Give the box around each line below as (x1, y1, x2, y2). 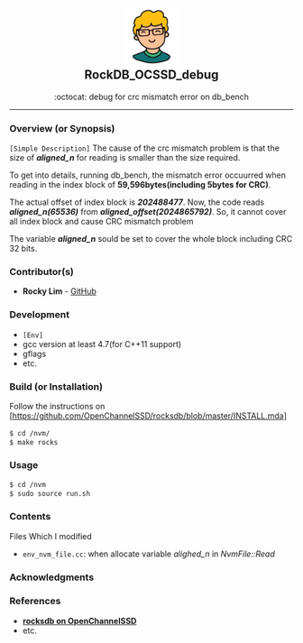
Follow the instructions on (9, 401, 106, 411)
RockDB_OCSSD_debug (84, 68, 219, 83)
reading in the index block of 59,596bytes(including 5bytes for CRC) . (9, 179, 271, 190)
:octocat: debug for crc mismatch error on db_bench (53, 91, 250, 102)
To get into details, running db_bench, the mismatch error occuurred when (9, 170, 287, 180)
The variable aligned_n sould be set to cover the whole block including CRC (9, 234, 293, 244)
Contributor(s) (9, 266, 74, 279)
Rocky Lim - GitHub (22, 286, 97, 297)
